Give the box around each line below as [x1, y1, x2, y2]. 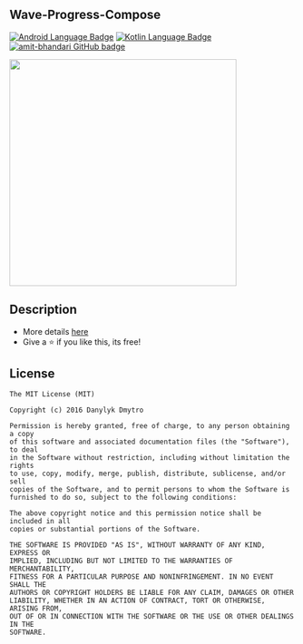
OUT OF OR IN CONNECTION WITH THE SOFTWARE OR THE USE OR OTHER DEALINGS [9, 612, 295, 621]
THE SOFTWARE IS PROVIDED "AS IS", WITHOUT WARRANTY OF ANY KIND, [9, 541, 266, 550]
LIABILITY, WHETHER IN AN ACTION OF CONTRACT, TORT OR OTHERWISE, [9, 596, 266, 606]
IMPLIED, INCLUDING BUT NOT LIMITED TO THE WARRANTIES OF [9, 557, 233, 566]
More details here [22, 326, 89, 337]
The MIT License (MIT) [9, 390, 95, 399]
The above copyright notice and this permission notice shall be [9, 509, 261, 518]
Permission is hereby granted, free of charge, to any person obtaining [9, 422, 290, 431]
